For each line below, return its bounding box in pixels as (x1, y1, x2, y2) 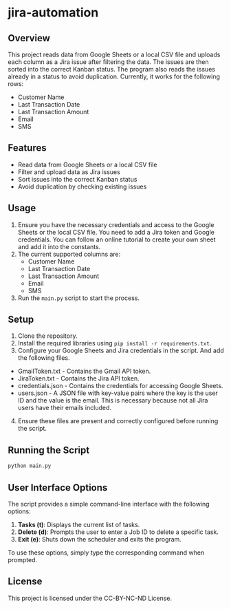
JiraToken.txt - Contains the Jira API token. (17, 374, 140, 383)
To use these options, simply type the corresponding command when (8, 548, 205, 557)
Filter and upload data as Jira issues (17, 167, 121, 176)
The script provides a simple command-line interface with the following (8, 500, 210, 508)
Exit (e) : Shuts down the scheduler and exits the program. (17, 535, 181, 543)
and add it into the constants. (17, 242, 101, 250)
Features (8, 142, 47, 154)
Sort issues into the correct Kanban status (17, 175, 137, 183)
